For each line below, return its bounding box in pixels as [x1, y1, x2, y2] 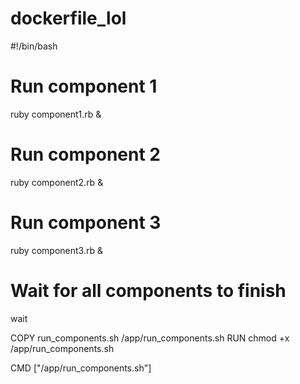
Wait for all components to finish [10, 279, 287, 302]
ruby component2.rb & [10, 176, 104, 188]
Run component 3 [10, 212, 162, 234]
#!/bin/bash [10, 40, 58, 52]
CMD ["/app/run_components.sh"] [10, 362, 152, 374]
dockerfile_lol [10, 7, 127, 30]
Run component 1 [10, 75, 158, 98]
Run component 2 [10, 143, 161, 166]
